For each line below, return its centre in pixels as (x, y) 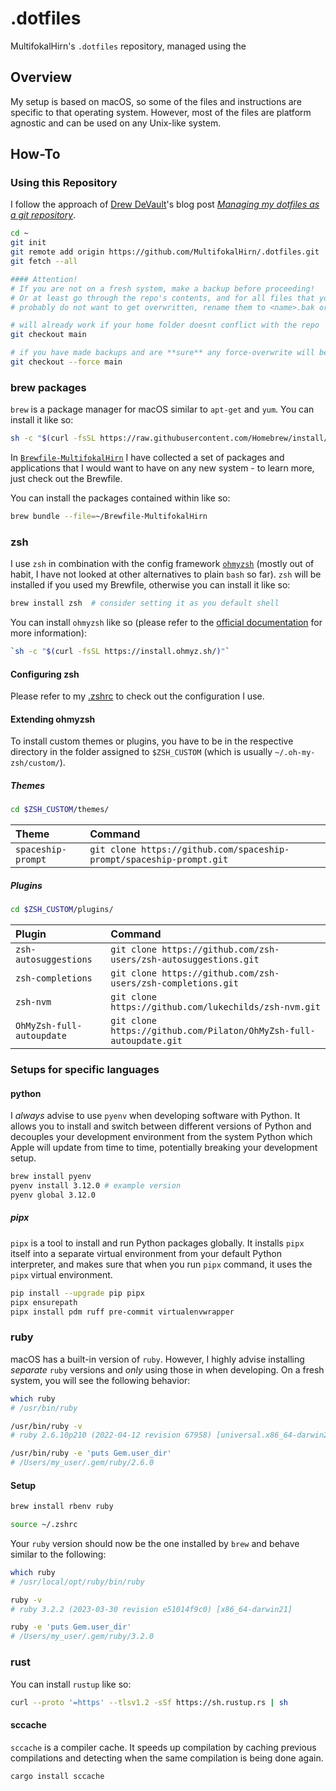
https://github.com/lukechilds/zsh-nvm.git (215, 1007)
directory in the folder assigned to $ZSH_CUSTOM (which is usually (141, 752)
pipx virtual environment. (61, 1274)
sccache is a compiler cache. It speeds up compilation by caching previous (163, 1747)
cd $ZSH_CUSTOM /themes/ (60, 810)
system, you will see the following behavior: (100, 1380)
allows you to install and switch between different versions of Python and (161, 1126)
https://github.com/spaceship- (215, 850)
